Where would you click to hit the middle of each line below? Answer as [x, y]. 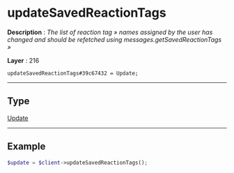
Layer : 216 [23, 60]
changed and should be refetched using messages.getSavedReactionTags [114, 39]
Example [26, 147]
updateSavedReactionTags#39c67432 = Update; [73, 73]
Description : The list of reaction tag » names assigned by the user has [110, 32]
